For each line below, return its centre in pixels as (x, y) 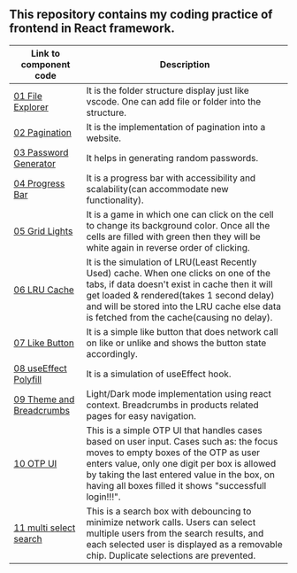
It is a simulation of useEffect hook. (159, 374)
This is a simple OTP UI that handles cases (174, 430)
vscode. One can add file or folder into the (174, 101)
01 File (28, 96)
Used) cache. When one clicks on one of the (179, 273)
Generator (34, 163)
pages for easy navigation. (141, 415)
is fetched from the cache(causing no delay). (179, 317)
